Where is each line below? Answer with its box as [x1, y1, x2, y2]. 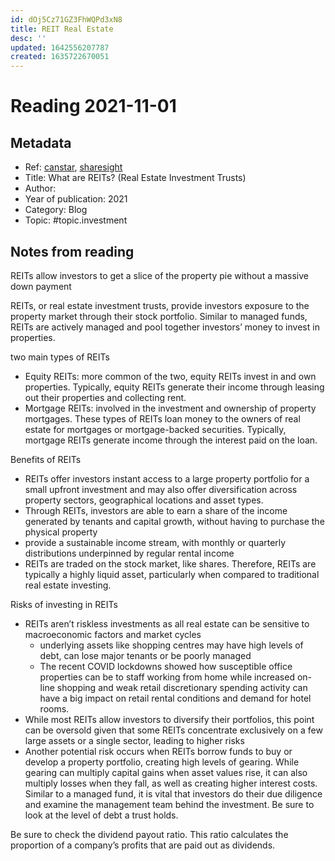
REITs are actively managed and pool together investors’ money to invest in [10, 321, 320, 333]
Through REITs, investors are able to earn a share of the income [24, 504, 288, 516]
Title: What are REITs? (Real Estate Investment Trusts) [24, 172, 247, 184]
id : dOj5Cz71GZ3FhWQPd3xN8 [10, 14, 123, 25]
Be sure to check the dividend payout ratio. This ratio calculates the [10, 828, 289, 840]
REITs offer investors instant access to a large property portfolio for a [24, 472, 310, 485]
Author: [24, 182, 57, 195]
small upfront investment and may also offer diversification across [24, 483, 298, 495]
